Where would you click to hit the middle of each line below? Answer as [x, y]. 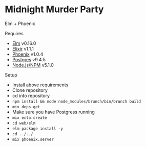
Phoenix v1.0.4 [28, 54]
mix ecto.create [29, 118]
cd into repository [31, 95]
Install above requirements [40, 85]
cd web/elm [24, 123]
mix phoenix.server [33, 139]
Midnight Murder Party [54, 9]
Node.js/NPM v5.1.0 [33, 65]
